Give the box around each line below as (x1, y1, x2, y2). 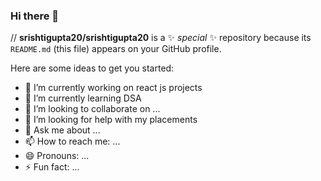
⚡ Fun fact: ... (24, 161, 80, 173)
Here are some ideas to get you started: (10, 62, 175, 74)
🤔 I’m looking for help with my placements (24, 114, 198, 126)
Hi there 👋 (10, 9, 60, 23)
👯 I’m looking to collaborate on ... (24, 103, 161, 115)
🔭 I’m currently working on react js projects (24, 82, 203, 94)
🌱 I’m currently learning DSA (24, 92, 142, 104)
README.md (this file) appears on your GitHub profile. (10, 43, 222, 55)
